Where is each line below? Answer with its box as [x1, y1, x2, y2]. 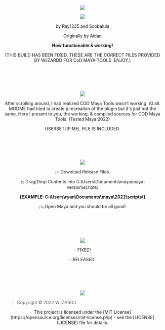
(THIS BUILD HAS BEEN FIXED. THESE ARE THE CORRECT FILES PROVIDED [5, 52, 160, 58]
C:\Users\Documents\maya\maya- [76, 178, 146, 184]
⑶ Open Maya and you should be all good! [39, 203, 126, 209]
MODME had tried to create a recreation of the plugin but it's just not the [9, 106, 156, 111]
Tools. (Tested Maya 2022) [55, 116, 110, 122]
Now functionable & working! [52, 43, 113, 48]
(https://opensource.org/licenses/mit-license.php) [10, 314, 113, 320]
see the [117, 314, 132, 320]
